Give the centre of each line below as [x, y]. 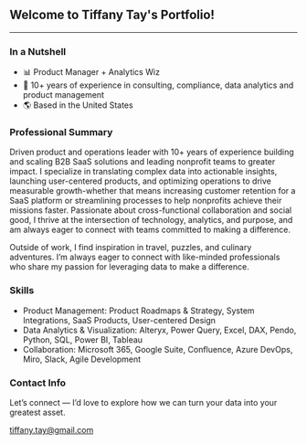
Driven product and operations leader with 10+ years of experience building [152, 152]
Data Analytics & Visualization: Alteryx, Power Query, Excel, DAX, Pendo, [159, 330]
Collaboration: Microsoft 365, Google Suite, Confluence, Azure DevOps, [158, 349]
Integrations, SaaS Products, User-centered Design [119, 320]
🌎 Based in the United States [78, 105]
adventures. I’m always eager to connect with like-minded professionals [145, 257]
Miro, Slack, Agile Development [82, 359]
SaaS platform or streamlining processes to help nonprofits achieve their [146, 201]
